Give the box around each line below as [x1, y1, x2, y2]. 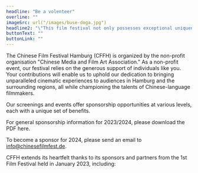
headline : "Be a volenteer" [6, 8, 75, 15]
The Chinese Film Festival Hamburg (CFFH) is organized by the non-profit [6, 52, 186, 59]
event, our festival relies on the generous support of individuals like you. [6, 65, 181, 71]
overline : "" [6, 14, 38, 20]
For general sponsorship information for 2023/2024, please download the [6, 119, 185, 125]
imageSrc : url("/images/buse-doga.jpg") [6, 19, 107, 25]
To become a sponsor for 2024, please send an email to [6, 137, 142, 143]
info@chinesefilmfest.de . [6, 142, 67, 149]
